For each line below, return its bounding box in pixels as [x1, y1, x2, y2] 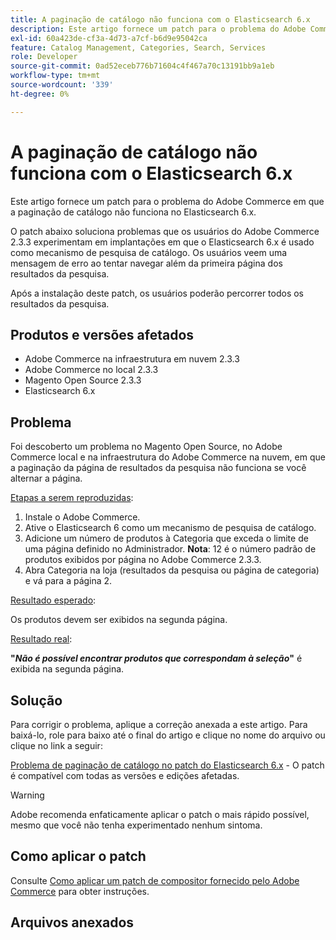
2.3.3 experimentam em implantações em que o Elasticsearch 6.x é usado [10, 236, 315, 248]
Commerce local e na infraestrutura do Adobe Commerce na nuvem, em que [10, 451, 326, 463]
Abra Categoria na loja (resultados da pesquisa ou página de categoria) [24, 564, 320, 576]
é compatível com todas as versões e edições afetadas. [10, 770, 240, 781]
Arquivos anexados [10, 914, 135, 931]
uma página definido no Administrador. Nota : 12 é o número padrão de [24, 543, 317, 555]
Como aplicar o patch [10, 848, 147, 865]
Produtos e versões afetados [10, 326, 195, 343]
